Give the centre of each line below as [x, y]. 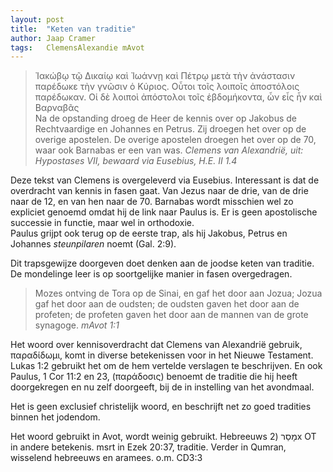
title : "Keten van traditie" [73, 29]
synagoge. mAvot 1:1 [77, 325]
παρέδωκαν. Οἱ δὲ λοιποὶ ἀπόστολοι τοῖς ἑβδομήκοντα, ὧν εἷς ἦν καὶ [178, 97]
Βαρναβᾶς [57, 108]
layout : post [37, 19]
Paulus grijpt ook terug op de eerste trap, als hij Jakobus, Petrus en [149, 233]
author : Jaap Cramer [53, 38]
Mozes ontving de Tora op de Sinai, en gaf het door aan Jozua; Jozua [178, 293]
